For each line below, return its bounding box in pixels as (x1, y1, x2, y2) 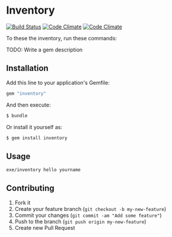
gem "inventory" (6, 90, 46, 97)
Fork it (14, 199, 31, 206)
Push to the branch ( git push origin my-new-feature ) (14, 217, 146, 225)
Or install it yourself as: (6, 123, 62, 130)
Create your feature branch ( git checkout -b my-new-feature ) (14, 205, 167, 212)
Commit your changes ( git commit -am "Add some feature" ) (14, 212, 162, 219)
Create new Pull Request (14, 224, 75, 231)
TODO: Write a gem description (6, 46, 83, 53)
